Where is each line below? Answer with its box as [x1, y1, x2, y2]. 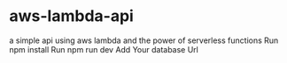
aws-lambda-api [9, 6, 135, 26]
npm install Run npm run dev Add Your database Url [9, 44, 199, 54]
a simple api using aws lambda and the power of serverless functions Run [9, 35, 279, 45]
